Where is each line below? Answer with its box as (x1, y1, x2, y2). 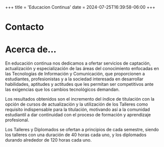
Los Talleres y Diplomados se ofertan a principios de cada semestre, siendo (5, 127, 159, 133)
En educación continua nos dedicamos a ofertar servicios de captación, (5, 60, 151, 66)
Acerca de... (5, 44, 57, 55)
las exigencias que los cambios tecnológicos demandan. (5, 86, 120, 93)
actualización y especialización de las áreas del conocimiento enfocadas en (5, 66, 159, 72)
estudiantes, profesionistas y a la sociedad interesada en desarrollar (5, 76, 144, 82)
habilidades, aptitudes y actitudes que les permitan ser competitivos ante (5, 81, 154, 87)
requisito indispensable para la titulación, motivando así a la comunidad (5, 107, 150, 112)
